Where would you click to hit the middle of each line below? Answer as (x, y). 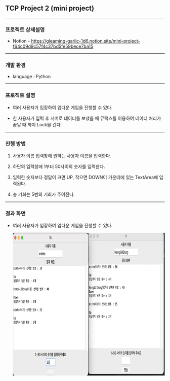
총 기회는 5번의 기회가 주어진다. (44, 194)
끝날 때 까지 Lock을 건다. (37, 124)
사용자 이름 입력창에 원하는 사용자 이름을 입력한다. (62, 156)
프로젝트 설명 (20, 95)
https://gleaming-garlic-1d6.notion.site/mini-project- (86, 41)
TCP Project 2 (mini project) (50, 8)
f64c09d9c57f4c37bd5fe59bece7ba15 (53, 46)
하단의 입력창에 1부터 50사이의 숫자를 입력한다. (59, 166)
